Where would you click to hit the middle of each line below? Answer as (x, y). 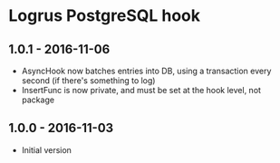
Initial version (46, 149)
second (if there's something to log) (88, 81)
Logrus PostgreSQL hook (105, 16)
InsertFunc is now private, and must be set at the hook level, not (141, 90)
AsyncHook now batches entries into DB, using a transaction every (146, 71)
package (38, 100)
